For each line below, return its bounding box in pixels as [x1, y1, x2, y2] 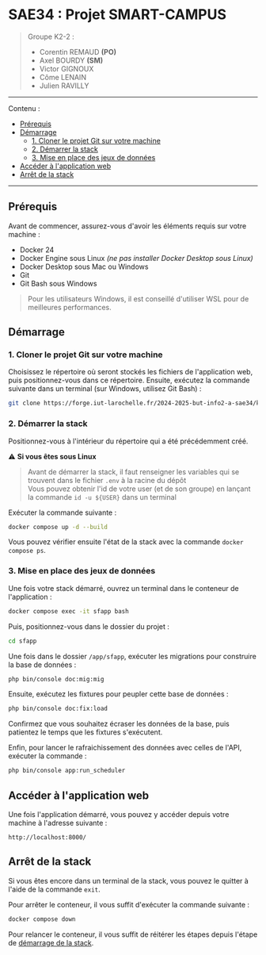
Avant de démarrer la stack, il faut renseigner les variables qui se [27, 466, 240, 477]
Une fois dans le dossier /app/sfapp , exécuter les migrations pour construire [8, 651, 257, 661]
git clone [8, 399, 41, 408]
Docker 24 [19, 244, 55, 255]
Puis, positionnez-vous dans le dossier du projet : [8, 621, 170, 631]
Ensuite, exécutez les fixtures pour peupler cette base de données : [8, 689, 229, 699]
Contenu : [8, 103, 41, 113]
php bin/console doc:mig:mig [8, 675, 104, 683]
